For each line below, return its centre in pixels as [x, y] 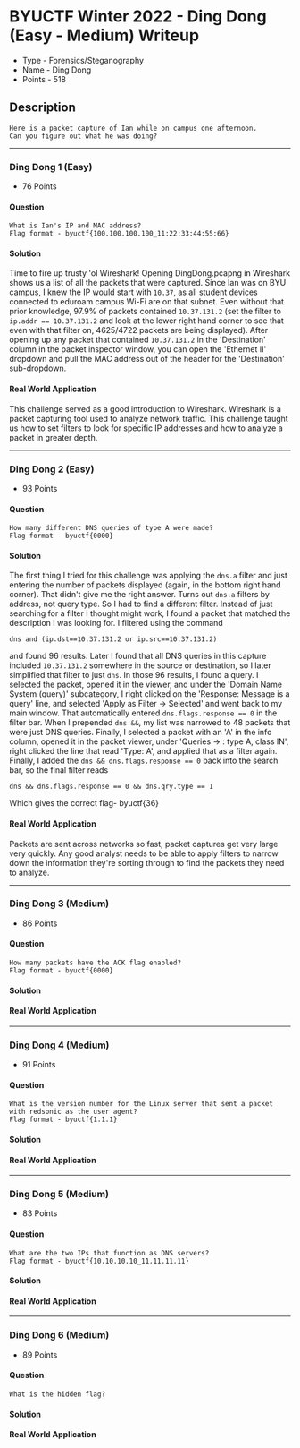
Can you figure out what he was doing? [83, 136]
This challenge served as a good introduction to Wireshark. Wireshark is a [145, 408]
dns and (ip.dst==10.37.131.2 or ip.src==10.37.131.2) [113, 639]
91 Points [39, 1065]
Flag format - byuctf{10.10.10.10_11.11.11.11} [100, 1261]
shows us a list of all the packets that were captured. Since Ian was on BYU [148, 283]
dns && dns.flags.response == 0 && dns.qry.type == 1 [112, 787]
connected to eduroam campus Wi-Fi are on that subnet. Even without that [146, 302]
